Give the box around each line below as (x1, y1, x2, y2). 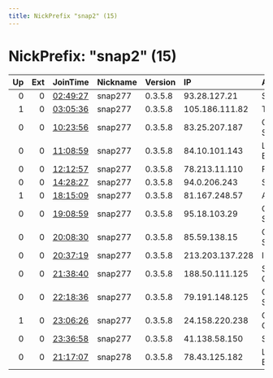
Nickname (97, 76, 137, 88)
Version (145, 76, 176, 88)
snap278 (97, 351, 132, 363)
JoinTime (52, 76, 89, 88)
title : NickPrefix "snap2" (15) (8, 11, 118, 20)
